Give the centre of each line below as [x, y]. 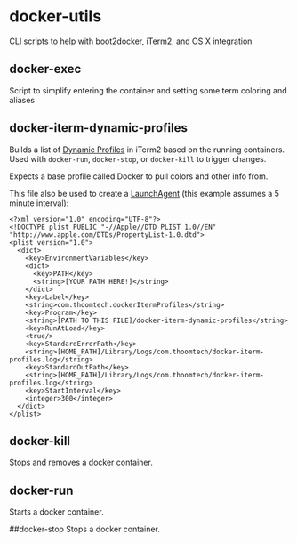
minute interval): [39, 203]
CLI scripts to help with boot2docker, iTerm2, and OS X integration [131, 41]
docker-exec [45, 69]
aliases [22, 100]
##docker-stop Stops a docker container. [84, 529]
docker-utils [56, 16]
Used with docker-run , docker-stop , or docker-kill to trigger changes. [138, 158]
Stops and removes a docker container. [81, 462]
